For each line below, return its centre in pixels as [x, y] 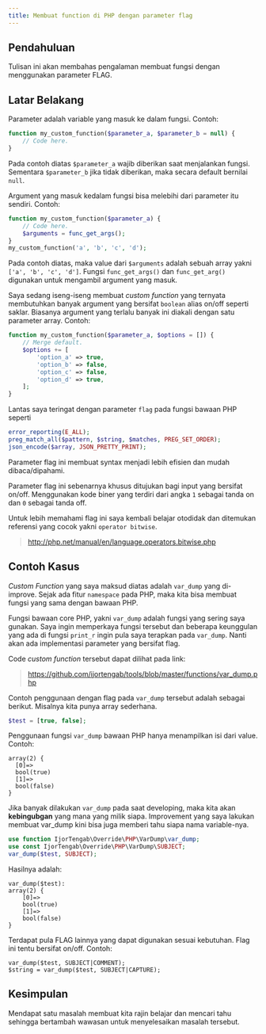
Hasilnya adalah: [35, 869]
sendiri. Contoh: [34, 204]
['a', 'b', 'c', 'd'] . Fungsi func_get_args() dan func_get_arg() [117, 272]
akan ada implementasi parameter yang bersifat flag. [94, 643]
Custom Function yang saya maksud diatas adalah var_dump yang [114, 586]
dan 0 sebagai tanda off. [47, 502]
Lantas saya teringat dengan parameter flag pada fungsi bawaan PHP [123, 410]
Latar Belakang [46, 100]
